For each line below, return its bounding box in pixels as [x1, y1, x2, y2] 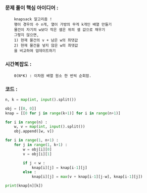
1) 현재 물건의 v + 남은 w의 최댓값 [14, 38, 78, 43]
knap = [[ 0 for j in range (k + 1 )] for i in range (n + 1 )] [5, 110, 121, 116]
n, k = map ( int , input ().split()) [5, 97, 77, 102]
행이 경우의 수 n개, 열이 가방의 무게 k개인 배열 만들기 [14, 22, 112, 27]
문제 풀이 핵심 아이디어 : [5, 4, 58, 11]
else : [23, 170, 37, 175]
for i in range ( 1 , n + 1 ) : [5, 138, 58, 143]
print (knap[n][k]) [5, 183, 43, 189]
